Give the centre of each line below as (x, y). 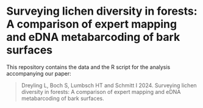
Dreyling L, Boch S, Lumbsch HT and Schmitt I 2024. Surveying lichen (109, 85)
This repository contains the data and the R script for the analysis (88, 67)
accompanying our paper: (39, 73)
